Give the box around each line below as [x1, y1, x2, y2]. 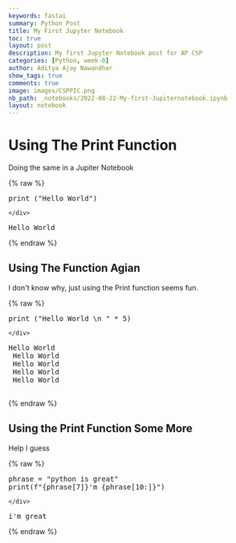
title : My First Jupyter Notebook [8, 27, 124, 35]
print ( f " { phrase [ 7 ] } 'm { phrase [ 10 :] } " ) [8, 482, 166, 492]
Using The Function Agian [8, 261, 140, 275]
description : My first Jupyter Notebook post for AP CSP [8, 49, 203, 57]
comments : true [8, 79, 59, 87]
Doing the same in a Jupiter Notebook [8, 162, 134, 173]
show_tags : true [8, 72, 63, 80]
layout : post [8, 42, 52, 50]
